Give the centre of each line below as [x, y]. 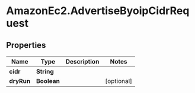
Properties [26, 45]
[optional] [118, 81]
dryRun [20, 81]
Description [82, 62]
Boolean [48, 81]
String [45, 72]
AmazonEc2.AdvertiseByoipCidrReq [98, 11]
